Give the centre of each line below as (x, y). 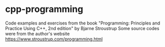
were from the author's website (37, 33)
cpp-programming (44, 9)
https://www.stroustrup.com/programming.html (54, 39)
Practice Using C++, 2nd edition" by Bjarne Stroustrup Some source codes (82, 28)
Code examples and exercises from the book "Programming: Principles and (83, 23)
